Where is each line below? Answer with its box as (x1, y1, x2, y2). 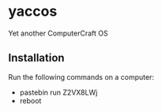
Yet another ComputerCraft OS (8, 28, 108, 38)
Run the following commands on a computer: (8, 72, 154, 81)
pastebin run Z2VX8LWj (19, 88, 98, 97)
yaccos (8, 2, 58, 21)
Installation (8, 51, 65, 65)
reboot (19, 95, 42, 105)
